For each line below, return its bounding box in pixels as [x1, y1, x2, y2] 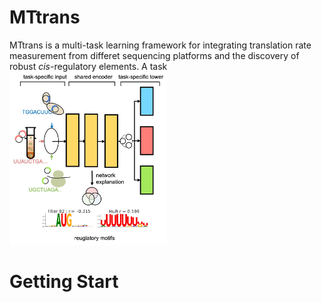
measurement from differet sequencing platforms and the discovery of [9, 49, 300, 61]
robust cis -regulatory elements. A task [9, 60, 168, 72]
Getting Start [9, 270, 119, 293]
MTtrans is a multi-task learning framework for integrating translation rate [9, 39, 312, 51]
